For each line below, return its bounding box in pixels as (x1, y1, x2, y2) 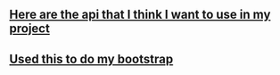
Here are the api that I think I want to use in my (9, 7, 271, 22)
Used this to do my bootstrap (9, 51, 174, 66)
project (9, 21, 51, 37)
